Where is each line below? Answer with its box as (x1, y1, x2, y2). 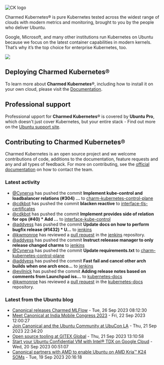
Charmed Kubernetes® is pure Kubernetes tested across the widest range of (5, 14, 160, 20)
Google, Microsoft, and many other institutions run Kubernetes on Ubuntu (5, 34, 153, 40)
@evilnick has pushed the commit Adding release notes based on (12, 268, 146, 274)
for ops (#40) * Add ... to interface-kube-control (12, 216, 111, 222)
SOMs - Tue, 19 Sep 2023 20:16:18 (12, 354, 82, 360)
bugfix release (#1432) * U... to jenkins (12, 226, 92, 233)
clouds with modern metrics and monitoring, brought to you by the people (5, 20, 154, 25)
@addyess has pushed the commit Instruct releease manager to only (12, 237, 154, 243)
